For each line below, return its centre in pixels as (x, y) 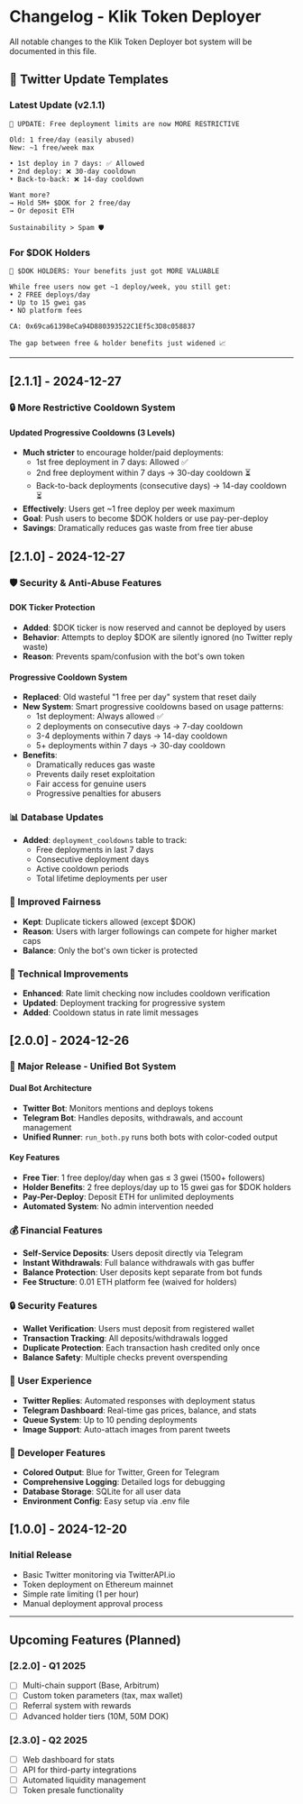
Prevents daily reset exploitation (96, 774)
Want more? (30, 195)
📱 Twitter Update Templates (89, 80)
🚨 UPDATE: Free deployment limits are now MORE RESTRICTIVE (125, 124)
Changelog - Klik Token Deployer (135, 17)
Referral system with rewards (77, 1706)
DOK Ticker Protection (52, 608)
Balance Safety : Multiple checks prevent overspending (125, 1358)
